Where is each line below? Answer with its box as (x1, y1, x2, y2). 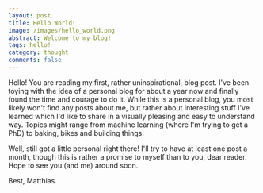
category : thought (8, 48, 69, 56)
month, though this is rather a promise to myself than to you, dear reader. (8, 152, 247, 161)
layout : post (8, 11, 51, 20)
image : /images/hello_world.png (8, 26, 115, 34)
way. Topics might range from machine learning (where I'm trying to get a (8, 120, 248, 129)
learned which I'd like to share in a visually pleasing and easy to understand (8, 111, 255, 121)
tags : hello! (8, 41, 51, 49)
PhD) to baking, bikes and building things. (8, 128, 144, 137)
